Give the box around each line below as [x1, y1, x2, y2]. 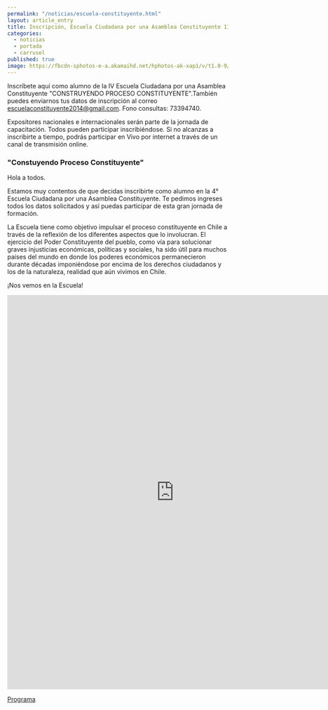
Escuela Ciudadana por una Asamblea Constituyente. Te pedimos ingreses [7, 194, 223, 203]
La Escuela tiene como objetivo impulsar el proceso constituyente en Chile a [7, 222, 228, 231]
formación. [7, 209, 39, 217]
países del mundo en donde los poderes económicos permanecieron [7, 252, 206, 261]
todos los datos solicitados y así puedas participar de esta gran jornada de [7, 201, 223, 210]
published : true [7, 56, 55, 63]
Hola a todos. [7, 173, 46, 182]
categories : [7, 29, 42, 37]
